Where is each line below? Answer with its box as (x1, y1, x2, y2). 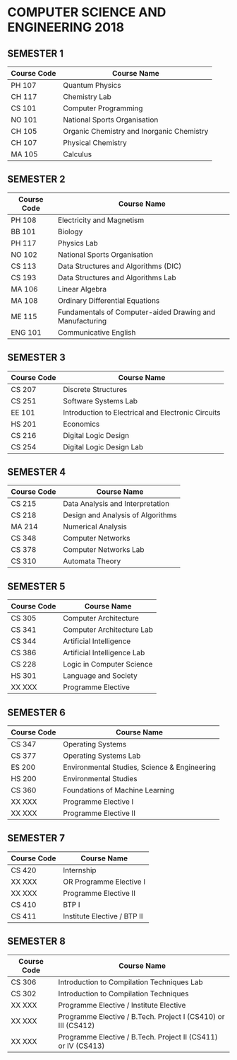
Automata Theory (63, 556, 121, 566)
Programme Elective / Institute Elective (58, 1000, 186, 1010)
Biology (57, 226, 83, 236)
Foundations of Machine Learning (63, 785, 175, 795)
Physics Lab (57, 238, 99, 248)
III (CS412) (58, 1020, 95, 1030)
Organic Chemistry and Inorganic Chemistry (63, 127, 209, 136)
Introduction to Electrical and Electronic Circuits (63, 408, 221, 417)
